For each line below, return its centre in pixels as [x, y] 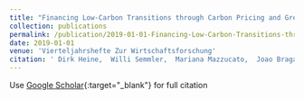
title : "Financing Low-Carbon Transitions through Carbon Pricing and [145, 18]
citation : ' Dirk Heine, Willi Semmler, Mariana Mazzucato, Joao [141, 59]
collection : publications [58, 26]
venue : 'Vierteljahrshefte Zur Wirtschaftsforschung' [113, 51]
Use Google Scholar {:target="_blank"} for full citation [109, 85]
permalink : [30, 34]
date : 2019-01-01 [42, 43]
